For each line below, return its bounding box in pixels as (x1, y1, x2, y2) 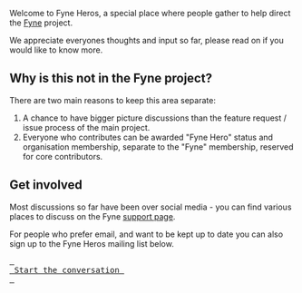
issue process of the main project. (22, 122, 151, 132)
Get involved (9, 177, 83, 193)
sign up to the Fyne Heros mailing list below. (9, 238, 174, 249)
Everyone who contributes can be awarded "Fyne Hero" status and (22, 132, 274, 142)
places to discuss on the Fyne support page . (9, 210, 176, 221)
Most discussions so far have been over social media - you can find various (9, 201, 292, 212)
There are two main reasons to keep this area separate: (9, 94, 216, 105)
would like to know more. (9, 44, 103, 55)
